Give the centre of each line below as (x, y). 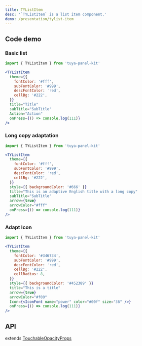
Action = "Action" (26, 114)
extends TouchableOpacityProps (38, 338)
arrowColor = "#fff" (29, 205)
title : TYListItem (24, 10)
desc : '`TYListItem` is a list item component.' (56, 14)
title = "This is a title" (35, 288)
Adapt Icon (18, 227)
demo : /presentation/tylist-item (39, 19)
